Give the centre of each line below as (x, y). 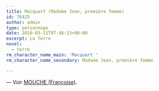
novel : (14, 44)
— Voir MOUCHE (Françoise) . (42, 82)
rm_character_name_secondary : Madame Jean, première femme (80, 60)
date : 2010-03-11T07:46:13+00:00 (47, 33)
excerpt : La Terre (28, 38)
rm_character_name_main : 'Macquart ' (52, 55)
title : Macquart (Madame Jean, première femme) (65, 11)
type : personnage (27, 28)
